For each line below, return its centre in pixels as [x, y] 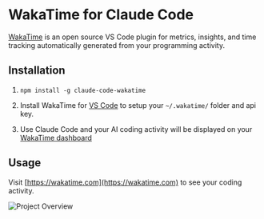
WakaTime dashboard [56, 137]
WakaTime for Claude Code [101, 15]
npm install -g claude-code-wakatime [83, 90]
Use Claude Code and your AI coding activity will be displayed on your [136, 129]
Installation [37, 71]
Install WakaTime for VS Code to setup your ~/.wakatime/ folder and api [138, 105]
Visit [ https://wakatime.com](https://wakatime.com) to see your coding [125, 182]
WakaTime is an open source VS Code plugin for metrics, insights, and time [132, 37]
